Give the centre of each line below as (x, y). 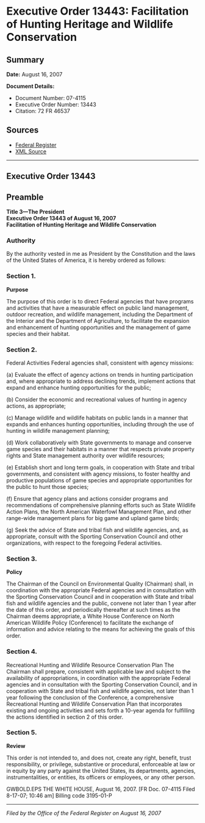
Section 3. (22, 559)
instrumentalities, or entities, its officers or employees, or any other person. (101, 777)
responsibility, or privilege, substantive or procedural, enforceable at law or (101, 764)
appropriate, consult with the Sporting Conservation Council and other (95, 536)
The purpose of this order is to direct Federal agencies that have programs (100, 301)
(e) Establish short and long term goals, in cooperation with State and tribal (101, 467)
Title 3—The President (35, 212)
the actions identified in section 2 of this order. (65, 717)
